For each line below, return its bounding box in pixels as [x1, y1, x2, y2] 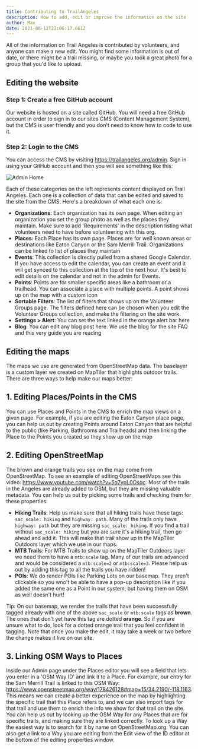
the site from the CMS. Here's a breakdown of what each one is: [6, 198, 163, 205]
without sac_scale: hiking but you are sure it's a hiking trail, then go [14, 528, 182, 535]
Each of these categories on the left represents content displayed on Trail [6, 185, 185, 193]
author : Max [6, 20, 35, 26]
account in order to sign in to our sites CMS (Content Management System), [6, 115, 191, 122]
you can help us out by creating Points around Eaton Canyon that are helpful [6, 420, 192, 427]
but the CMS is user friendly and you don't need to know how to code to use [6, 121, 192, 128]
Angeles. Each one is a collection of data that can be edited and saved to [6, 192, 184, 199]
